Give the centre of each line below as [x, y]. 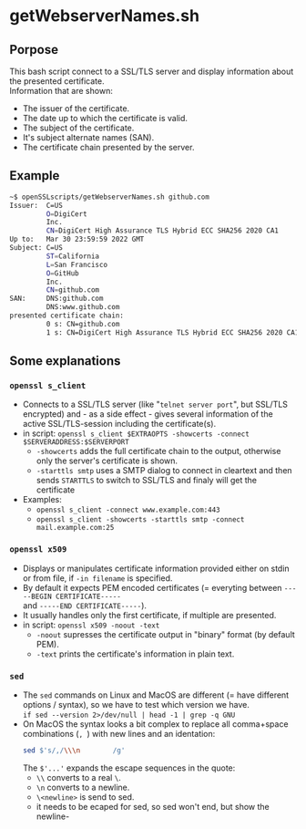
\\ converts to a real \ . [78, 777]
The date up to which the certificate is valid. [105, 118]
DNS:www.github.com [83, 307]
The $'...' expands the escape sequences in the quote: [129, 768]
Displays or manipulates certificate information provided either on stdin [156, 568]
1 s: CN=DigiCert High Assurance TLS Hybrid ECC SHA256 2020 [164, 332]
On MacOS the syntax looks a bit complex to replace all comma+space [155, 724]
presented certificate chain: [67, 316]
